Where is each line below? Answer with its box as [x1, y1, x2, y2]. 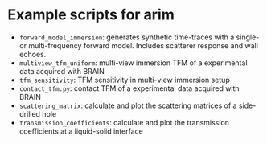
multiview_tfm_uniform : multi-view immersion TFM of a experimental [18, 58, 248, 68]
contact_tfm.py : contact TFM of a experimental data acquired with [18, 83, 240, 93]
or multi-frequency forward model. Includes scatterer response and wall [18, 40, 259, 50]
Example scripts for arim [7, 6, 175, 24]
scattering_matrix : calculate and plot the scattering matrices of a [18, 101, 237, 110]
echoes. [18, 49, 47, 59]
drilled [18, 109, 41, 118]
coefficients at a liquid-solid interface [18, 126, 144, 136]
